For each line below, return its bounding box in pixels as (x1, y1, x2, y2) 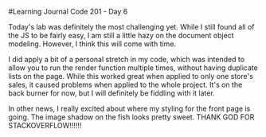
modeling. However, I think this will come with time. (8, 39, 177, 49)
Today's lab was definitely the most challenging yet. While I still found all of (8, 22, 255, 31)
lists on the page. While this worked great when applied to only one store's (8, 72, 253, 80)
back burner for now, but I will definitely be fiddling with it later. (8, 88, 215, 98)
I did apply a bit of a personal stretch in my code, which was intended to (8, 55, 245, 64)
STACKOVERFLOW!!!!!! (8, 121, 82, 130)
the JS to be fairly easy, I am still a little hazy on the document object (8, 31, 234, 40)
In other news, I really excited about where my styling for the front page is (8, 104, 251, 113)
